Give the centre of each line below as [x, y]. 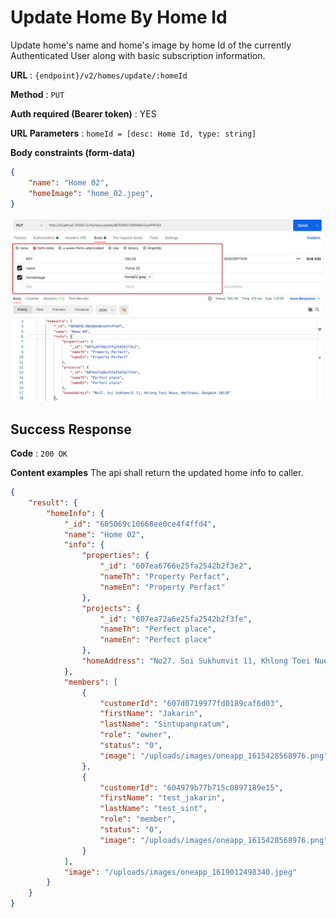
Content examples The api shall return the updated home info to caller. [157, 473]
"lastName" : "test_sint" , [153, 809]
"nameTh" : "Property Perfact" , [164, 577]
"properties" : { [115, 556]
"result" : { [53, 502]
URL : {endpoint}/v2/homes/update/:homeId [99, 75]
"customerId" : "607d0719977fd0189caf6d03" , [191, 703]
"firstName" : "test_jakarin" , [162, 798]
